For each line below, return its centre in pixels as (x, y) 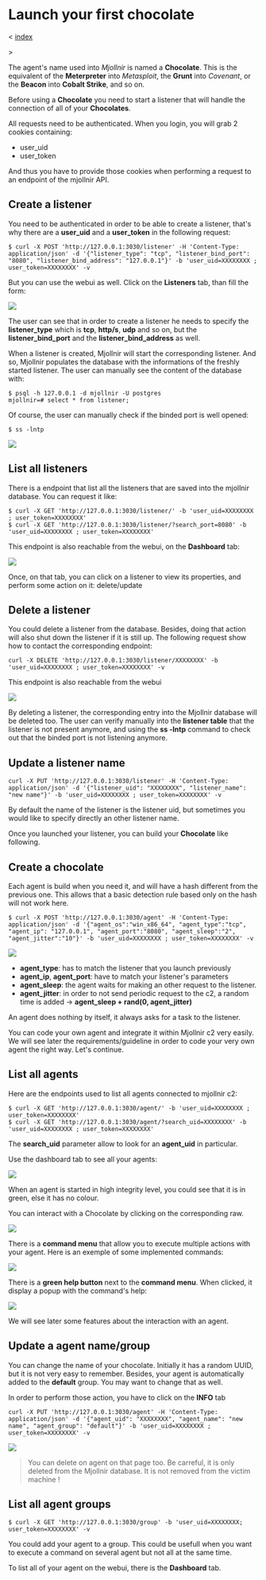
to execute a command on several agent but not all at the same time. (120, 1553)
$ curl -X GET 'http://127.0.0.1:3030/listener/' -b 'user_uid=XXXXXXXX (131, 511)
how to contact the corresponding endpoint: (80, 646)
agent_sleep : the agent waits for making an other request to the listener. (138, 985)
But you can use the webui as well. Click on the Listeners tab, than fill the (128, 282)
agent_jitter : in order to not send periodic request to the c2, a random (134, 993)
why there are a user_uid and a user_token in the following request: (120, 232)
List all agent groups (60, 1504)
